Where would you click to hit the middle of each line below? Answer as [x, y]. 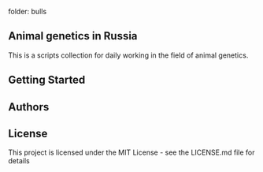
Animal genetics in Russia [73, 36]
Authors [29, 107]
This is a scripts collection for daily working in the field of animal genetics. [128, 55]
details [19, 161]
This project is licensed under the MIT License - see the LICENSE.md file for [131, 152]
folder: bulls [28, 11]
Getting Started [47, 80]
